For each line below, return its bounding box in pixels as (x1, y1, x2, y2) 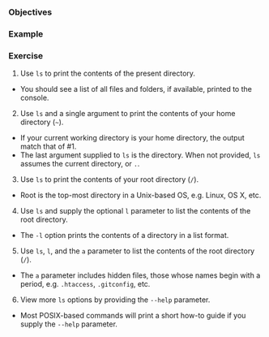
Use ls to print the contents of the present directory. (19, 68, 196, 79)
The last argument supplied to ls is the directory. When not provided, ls (19, 150, 261, 160)
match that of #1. (19, 141, 77, 152)
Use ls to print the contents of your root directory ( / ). (19, 175, 199, 184)
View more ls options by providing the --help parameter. (19, 295, 211, 305)
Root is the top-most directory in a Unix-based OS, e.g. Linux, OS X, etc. (19, 190, 262, 201)
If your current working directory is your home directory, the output (19, 133, 245, 143)
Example (8, 28, 44, 39)
